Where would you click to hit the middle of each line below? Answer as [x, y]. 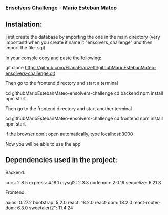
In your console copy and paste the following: [53, 58]
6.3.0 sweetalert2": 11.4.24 [45, 208]
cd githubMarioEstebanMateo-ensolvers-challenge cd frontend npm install [84, 118]
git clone [15, 67]
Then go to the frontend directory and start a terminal [62, 83]
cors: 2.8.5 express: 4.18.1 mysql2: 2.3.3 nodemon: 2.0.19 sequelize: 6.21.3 [83, 182]
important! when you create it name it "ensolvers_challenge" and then [79, 42]
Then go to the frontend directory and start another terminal [69, 108]
